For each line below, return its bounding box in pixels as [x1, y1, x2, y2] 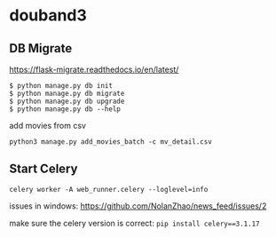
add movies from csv [9, 121, 87, 130]
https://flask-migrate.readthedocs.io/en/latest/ [9, 64, 179, 75]
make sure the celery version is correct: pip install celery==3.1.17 [9, 217, 260, 228]
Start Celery [9, 162, 78, 177]
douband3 [9, 5, 87, 26]
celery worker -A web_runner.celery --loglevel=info [9, 185, 209, 194]
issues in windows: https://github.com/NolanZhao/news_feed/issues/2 [9, 201, 267, 211]
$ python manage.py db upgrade [9, 97, 125, 106]
